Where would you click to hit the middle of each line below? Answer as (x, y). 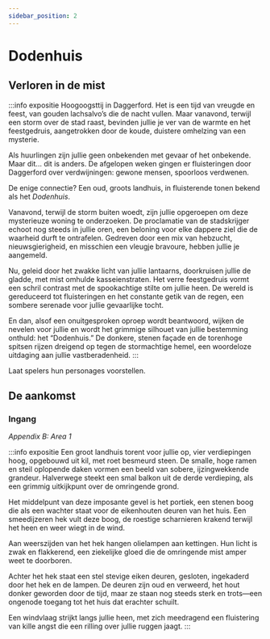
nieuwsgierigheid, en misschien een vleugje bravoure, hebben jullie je (124, 246)
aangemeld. (28, 254)
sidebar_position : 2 (43, 16)
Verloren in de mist (57, 86)
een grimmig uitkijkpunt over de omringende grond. (94, 486)
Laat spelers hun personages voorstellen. (77, 370)
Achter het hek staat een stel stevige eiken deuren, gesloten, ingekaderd (129, 576)
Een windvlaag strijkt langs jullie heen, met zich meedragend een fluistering (134, 618)
